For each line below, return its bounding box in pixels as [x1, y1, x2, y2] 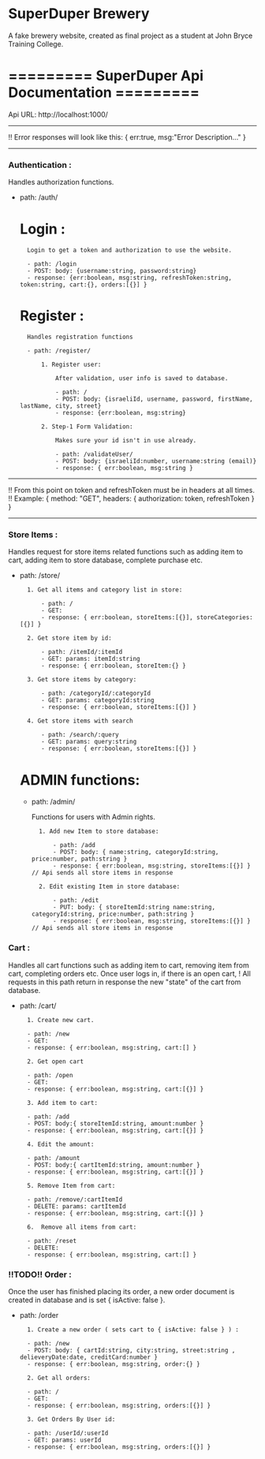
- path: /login [27, 260, 77, 268]
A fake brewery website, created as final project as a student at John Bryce [8, 31, 253, 40]
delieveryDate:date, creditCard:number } [19, 1353, 158, 1361]
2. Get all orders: [27, 1374, 91, 1382]
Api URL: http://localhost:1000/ [8, 110, 109, 119]
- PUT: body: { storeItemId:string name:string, [52, 904, 215, 912]
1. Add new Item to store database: [38, 827, 159, 836]
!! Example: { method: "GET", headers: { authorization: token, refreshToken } [8, 494, 255, 503]
